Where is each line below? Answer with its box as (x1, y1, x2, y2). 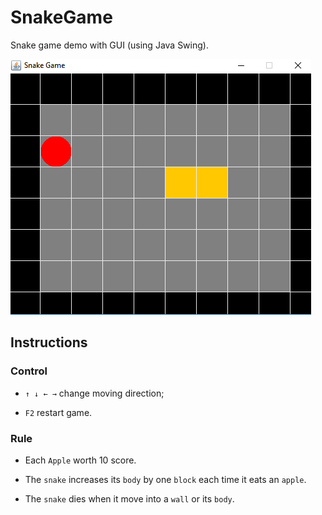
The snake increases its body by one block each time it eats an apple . (24, 473, 307, 485)
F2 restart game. (24, 406, 93, 418)
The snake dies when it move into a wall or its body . (24, 492, 235, 505)
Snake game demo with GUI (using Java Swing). (10, 39, 209, 51)
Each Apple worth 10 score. (24, 454, 137, 466)
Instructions (10, 334, 88, 351)
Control (10, 364, 48, 378)
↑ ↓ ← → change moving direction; (24, 387, 165, 399)
